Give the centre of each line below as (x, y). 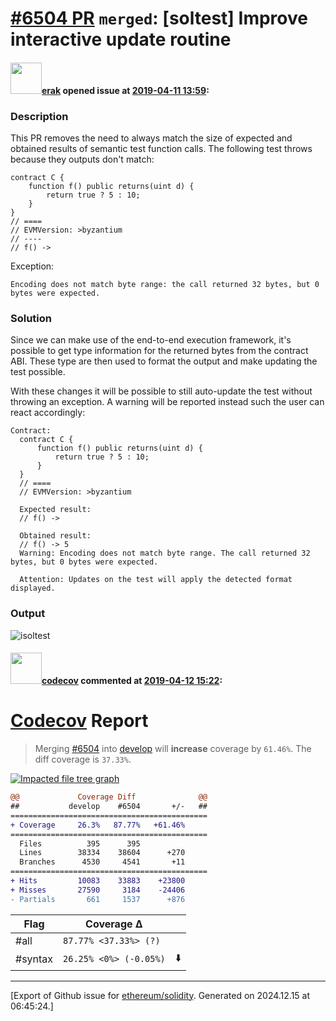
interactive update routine (121, 39)
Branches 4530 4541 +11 (102, 862)
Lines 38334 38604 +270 (102, 853)
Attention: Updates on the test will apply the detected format (156, 580)
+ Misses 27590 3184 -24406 (98, 890)
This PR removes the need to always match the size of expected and (151, 138)
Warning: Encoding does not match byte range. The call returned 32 (165, 553)
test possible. (38, 372)
